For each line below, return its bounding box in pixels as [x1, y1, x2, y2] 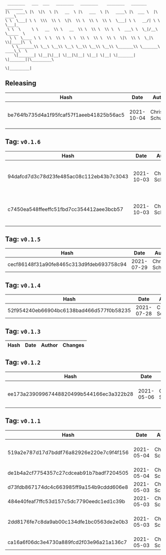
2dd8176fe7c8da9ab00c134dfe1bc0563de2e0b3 [7, 518, 128, 525]
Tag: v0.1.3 [5, 327, 41, 335]
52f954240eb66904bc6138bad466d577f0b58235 [7, 307, 131, 314]
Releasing [5, 79, 37, 88]
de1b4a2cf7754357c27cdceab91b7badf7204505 [7, 469, 129, 476]
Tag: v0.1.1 [5, 417, 41, 425]
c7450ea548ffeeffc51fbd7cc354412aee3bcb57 [7, 205, 124, 212]
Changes [62, 342, 84, 349]
